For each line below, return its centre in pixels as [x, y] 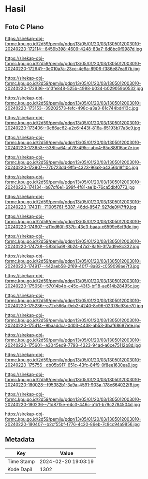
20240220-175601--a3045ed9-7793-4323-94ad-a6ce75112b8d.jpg [73, 345]
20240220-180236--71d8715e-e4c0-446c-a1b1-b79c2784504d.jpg [73, 404]
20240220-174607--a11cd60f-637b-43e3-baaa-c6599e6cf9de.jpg [72, 227]
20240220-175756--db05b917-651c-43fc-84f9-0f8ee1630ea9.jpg [71, 365]
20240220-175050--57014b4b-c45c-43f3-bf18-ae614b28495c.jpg [72, 286]
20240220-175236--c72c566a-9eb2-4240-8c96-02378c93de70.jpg [74, 306]
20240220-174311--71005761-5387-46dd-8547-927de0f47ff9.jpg [71, 207]
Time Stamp [21, 461]
